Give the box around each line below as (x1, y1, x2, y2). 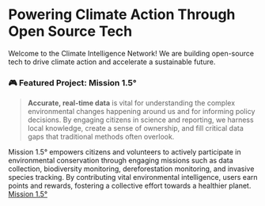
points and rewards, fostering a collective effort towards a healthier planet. (8, 181, 252, 191)
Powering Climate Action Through (8, 6, 236, 24)
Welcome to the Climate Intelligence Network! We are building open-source (8, 48, 255, 58)
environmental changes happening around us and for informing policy (27, 107, 256, 116)
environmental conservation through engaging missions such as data (8, 156, 233, 166)
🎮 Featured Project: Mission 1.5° (8, 77, 137, 88)
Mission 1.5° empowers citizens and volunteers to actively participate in (8, 147, 241, 157)
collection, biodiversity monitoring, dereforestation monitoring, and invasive (8, 164, 255, 174)
